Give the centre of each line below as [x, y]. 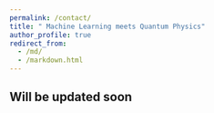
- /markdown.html [51, 60]
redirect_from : [38, 43]
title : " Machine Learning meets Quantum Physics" [107, 26]
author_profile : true [51, 35]
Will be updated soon [71, 97]
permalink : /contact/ [51, 18]
